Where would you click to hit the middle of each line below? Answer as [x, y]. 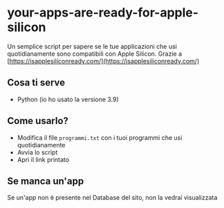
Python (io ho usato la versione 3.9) [68, 99]
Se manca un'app [46, 181]
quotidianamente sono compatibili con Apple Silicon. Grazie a [95, 54]
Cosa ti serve [36, 83]
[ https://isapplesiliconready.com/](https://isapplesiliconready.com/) [103, 61]
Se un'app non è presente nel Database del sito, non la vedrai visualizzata [112, 198]
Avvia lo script [37, 152]
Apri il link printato [43, 159]
